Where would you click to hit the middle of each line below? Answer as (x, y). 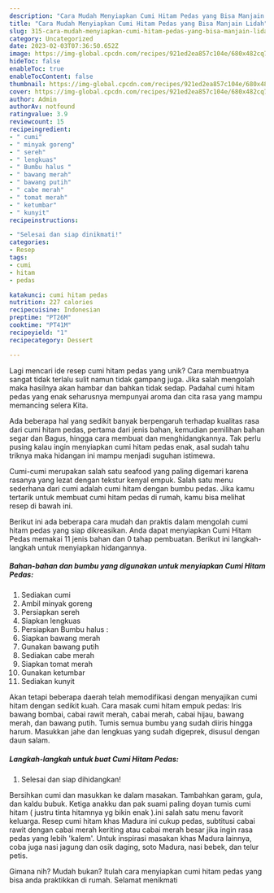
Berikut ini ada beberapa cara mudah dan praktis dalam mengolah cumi (129, 521)
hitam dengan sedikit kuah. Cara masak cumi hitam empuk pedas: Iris (126, 706)
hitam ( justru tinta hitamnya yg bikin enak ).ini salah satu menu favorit (126, 812)
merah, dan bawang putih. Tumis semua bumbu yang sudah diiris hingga (131, 723)
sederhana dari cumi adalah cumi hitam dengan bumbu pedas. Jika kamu (132, 488)
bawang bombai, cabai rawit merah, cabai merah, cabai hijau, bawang (127, 714)
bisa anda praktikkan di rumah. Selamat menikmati (94, 880)
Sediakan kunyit (48, 682)
